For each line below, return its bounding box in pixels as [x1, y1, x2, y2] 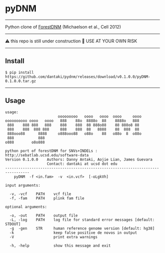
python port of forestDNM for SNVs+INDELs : [5, 148, 98, 153]
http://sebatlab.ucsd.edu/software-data [5, 153, 89, 158]
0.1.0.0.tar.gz [5, 78, 36, 84]
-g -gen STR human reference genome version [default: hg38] [9, 226, 155, 231]
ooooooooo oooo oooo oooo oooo [57, 114, 141, 119]
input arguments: [5, 183, 41, 188]
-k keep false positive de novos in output [9, 230, 137, 235]
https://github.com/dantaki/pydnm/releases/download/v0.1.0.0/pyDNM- [5, 74, 151, 79]
